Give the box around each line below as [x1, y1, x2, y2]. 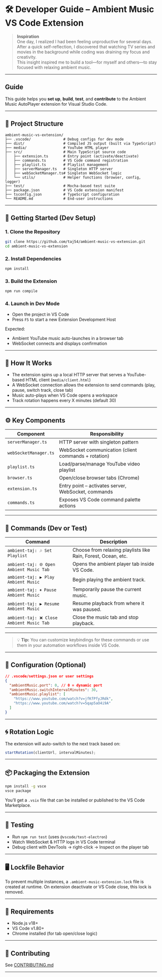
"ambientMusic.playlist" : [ [9, 692, 66, 697]
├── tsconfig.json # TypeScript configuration [5, 192, 120, 197]
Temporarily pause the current [72, 586, 141, 593]
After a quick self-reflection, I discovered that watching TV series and [16, 44, 155, 49]
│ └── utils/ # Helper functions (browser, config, [5, 175, 141, 180]
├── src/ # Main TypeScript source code [5, 149, 126, 154]
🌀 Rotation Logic [5, 728, 54, 736]
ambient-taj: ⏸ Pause [7, 587, 57, 593]
